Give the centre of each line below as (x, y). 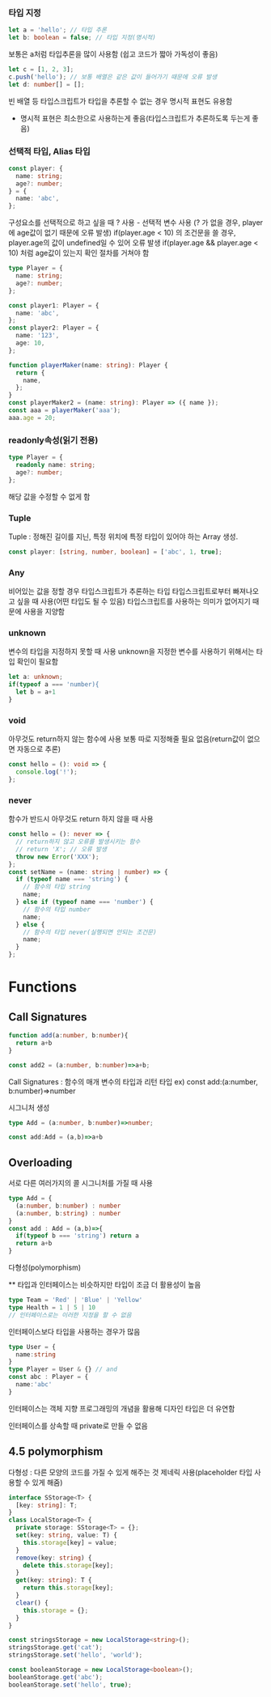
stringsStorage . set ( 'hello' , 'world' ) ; (76, 1655)
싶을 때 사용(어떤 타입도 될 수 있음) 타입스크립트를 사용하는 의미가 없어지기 (133, 601)
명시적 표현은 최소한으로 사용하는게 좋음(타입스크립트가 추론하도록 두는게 (135, 118)
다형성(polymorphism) (45, 1267)
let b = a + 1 (36, 692)
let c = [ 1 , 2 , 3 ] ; (41, 70)
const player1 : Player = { (54, 305)
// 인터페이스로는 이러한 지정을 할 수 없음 (70, 1315)
